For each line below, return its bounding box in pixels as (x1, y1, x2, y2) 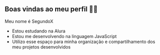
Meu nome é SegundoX (5, 18, 54, 24)
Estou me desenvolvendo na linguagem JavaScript (12, 33, 117, 39)
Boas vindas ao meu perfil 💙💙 (5, 5, 98, 13)
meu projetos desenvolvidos (12, 43, 71, 50)
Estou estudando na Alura (12, 28, 66, 34)
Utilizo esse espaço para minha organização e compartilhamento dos (12, 38, 155, 44)
